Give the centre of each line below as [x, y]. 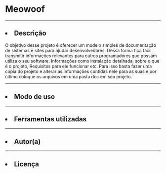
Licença [27, 164]
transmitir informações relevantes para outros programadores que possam [81, 56]
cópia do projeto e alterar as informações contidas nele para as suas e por [81, 71]
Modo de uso [35, 97]
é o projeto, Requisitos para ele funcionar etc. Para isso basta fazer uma [79, 66]
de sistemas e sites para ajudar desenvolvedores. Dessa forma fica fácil [78, 50]
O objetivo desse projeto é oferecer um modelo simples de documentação [81, 45]
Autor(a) [27, 141]
